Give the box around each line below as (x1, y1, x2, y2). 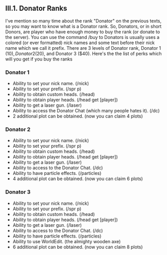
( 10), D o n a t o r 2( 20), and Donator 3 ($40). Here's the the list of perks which (5, 50, 162, 56)
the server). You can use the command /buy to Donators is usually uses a (5, 34, 160, 40)
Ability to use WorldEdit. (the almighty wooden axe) (12, 238, 121, 244)
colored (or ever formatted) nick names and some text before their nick (5, 40, 155, 46)
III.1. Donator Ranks (5, 4, 67, 13)
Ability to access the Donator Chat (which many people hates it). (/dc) (12, 108, 160, 114)
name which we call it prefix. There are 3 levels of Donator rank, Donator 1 (5, 45, 161, 51)
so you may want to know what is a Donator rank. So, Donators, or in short (5, 23, 162, 29)
